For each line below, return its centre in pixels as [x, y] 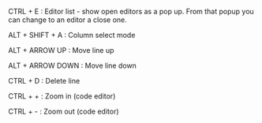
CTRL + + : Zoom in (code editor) [62, 96]
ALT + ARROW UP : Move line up [61, 50]
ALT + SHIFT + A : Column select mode [72, 35]
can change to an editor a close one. [68, 20]
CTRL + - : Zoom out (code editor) [64, 111]
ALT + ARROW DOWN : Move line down [72, 65]
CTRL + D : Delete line [44, 81]
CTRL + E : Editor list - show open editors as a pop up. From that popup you [131, 11]
